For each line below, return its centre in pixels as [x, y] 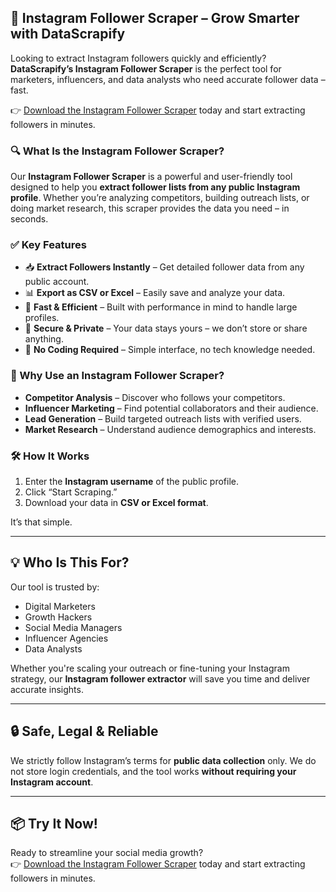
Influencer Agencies [66, 638]
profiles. [42, 318]
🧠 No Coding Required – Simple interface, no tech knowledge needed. [170, 350]
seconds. [29, 219]
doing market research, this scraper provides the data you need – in [150, 208]
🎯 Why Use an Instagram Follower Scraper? [117, 376]
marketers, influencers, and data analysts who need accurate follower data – [168, 79]
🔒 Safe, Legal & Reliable [84, 731]
